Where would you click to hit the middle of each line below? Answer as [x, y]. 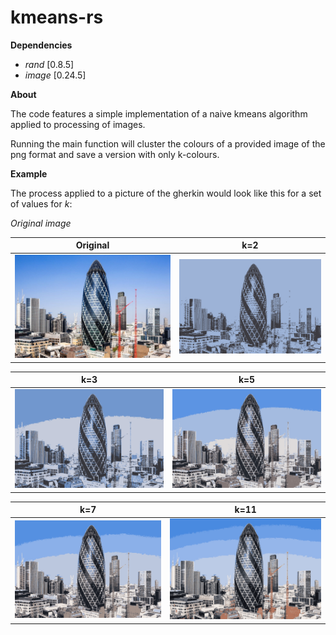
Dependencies [41, 45]
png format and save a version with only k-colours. [115, 154]
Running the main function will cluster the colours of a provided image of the [168, 143]
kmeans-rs [57, 17]
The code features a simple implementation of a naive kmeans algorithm [159, 113]
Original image [41, 223]
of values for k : [41, 203]
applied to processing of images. [78, 124]
